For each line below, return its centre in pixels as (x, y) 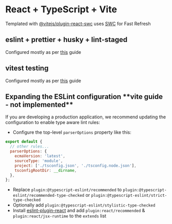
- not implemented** (39, 104)
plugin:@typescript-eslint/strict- (129, 196)
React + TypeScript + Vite (61, 9)
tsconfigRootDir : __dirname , (46, 170)
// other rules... (30, 147)
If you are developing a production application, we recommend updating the (85, 117)
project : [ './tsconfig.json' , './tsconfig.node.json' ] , (76, 166)
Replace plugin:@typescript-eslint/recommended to (67, 190)
